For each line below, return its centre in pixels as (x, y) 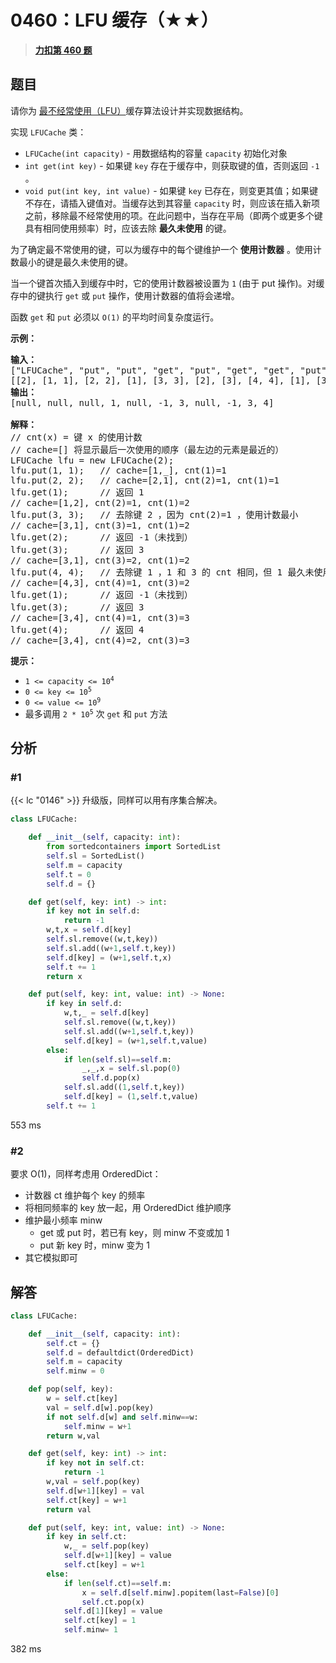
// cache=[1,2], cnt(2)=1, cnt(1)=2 (100, 502)
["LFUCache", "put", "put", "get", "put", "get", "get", (153, 370)
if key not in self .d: (93, 911)
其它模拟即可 (51, 1258)
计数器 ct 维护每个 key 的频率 (85, 1195)
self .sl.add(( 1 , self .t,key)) (124, 1087)
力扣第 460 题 (63, 50)
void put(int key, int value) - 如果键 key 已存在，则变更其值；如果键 (171, 190)
